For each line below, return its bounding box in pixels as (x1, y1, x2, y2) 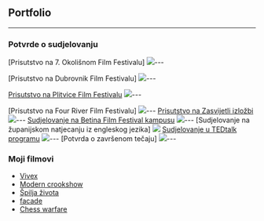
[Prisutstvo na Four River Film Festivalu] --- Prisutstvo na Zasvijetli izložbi (8, 106, 254, 116)
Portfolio (8, 6, 52, 20)
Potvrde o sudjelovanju (8, 38, 98, 49)
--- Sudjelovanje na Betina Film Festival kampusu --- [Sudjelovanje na (16, 115, 250, 125)
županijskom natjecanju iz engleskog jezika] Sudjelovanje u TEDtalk (8, 125, 237, 134)
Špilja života (19, 188, 59, 197)
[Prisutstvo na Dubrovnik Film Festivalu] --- (8, 74, 156, 83)
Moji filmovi (8, 154, 54, 165)
